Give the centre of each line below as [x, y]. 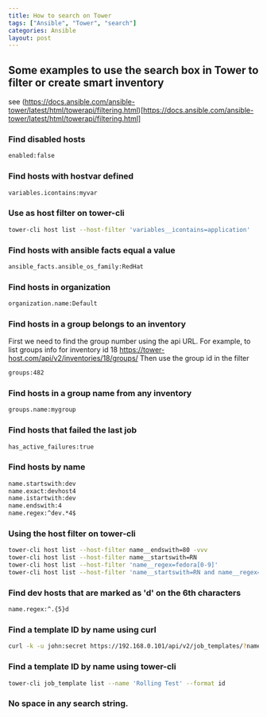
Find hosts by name [47, 467]
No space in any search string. [68, 703]
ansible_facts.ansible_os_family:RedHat [76, 266]
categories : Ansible [43, 30]
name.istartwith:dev [43, 499]
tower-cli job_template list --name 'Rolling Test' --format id [117, 683]
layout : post [30, 38]
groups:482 [26, 373]
